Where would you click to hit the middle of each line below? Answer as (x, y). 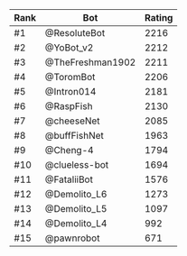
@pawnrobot (72, 238)
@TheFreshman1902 (90, 62)
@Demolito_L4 (76, 223)
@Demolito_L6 (76, 194)
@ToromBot (70, 77)
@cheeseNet (73, 121)
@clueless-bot (77, 165)
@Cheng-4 (69, 150)
